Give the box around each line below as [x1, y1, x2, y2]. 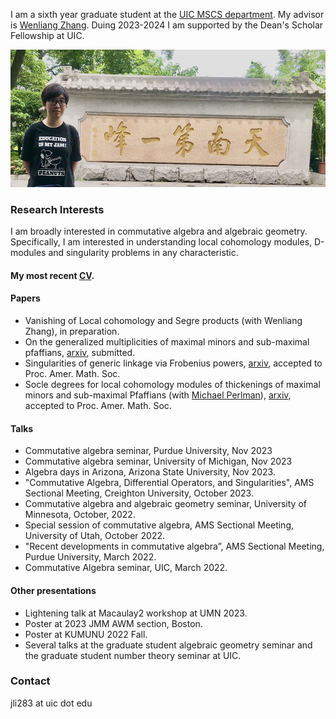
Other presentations [10, 584, 97, 596]
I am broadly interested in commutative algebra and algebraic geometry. [10, 225, 308, 238]
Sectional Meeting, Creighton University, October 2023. [24, 487, 254, 499]
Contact [10, 674, 51, 688]
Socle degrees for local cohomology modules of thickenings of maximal [24, 379, 321, 391]
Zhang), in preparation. [24, 325, 120, 338]
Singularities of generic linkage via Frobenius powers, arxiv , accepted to [24, 357, 323, 369]
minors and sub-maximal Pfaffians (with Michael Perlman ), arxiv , [24, 389, 292, 401]
